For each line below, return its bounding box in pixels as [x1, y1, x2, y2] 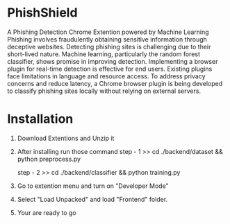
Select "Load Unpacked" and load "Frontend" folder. [17, 195, 168, 203]
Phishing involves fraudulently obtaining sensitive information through [7, 35, 207, 43]
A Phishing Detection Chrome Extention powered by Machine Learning [7, 28, 210, 36]
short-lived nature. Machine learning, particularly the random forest [7, 50, 200, 58]
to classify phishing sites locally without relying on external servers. [7, 87, 202, 95]
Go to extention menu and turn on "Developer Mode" [17, 182, 169, 190]
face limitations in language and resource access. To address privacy [7, 71, 206, 80]
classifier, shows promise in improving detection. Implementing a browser [7, 57, 218, 65]
